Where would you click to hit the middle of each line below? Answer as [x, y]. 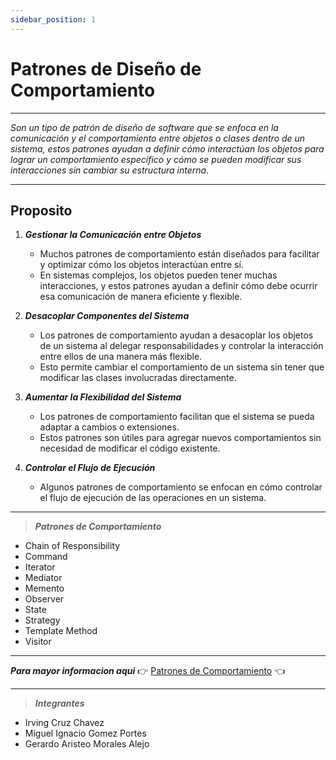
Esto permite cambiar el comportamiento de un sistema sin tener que [182, 367]
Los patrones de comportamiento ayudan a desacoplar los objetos [176, 335]
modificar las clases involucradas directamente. [138, 378]
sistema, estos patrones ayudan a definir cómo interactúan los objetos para [167, 148]
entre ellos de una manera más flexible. [121, 357]
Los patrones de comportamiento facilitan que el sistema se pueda [177, 417]
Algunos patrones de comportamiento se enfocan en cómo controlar [181, 487]
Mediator [43, 578]
